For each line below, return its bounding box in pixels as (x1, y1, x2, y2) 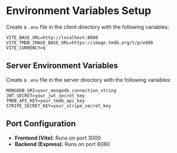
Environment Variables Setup (6, 4, 151, 18)
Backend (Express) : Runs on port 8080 (14, 140, 110, 147)
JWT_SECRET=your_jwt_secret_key (6, 92, 85, 99)
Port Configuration (6, 119, 76, 129)
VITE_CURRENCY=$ (6, 45, 46, 51)
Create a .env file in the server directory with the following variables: (6, 76, 172, 83)
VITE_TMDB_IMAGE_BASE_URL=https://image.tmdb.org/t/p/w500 (6, 40, 154, 46)
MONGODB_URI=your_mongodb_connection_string (6, 88, 117, 93)
